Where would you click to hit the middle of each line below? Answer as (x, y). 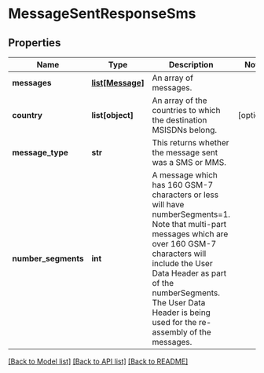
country (27, 115)
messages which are (190, 234)
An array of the (180, 101)
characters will (179, 254)
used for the (174, 322)
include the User (183, 263)
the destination (180, 120)
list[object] (112, 115)
